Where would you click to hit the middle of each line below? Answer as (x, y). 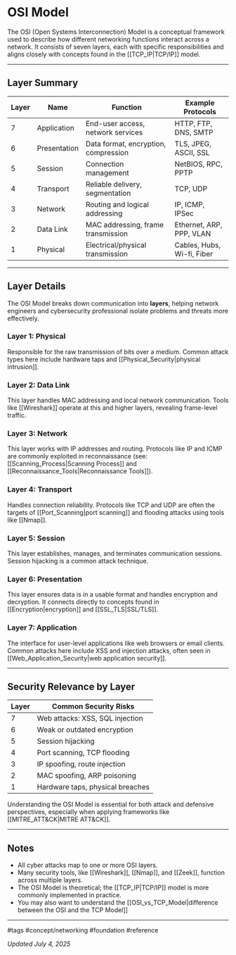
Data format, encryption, (126, 144)
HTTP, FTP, (194, 123)
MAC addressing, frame (124, 225)
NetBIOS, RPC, (199, 164)
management (107, 173)
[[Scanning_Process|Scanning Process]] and (72, 464)
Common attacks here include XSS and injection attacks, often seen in (109, 650)
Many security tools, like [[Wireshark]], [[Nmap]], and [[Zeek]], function (121, 873)
